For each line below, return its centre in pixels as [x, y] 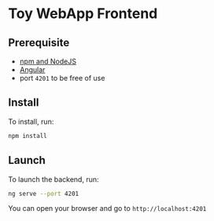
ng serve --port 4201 [44, 194]
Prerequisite [39, 43]
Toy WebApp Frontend [83, 14]
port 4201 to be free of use [62, 78]
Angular [32, 70]
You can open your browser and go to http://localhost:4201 [107, 208]
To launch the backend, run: [54, 179]
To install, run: [31, 121]
